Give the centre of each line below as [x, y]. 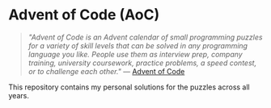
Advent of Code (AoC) [84, 15]
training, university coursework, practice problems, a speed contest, [142, 63]
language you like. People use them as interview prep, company [135, 54]
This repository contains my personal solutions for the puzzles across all [129, 87]
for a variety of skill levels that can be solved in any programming [138, 45]
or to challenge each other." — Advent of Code [106, 71]
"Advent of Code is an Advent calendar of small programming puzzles [145, 37]
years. [19, 95]
